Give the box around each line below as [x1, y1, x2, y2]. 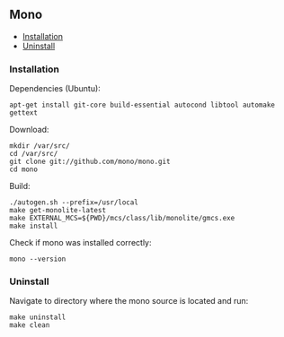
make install [9, 221, 58, 231]
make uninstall [9, 313, 67, 322]
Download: [9, 125, 49, 135]
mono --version [9, 255, 67, 264]
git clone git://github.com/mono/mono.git [9, 157, 171, 167]
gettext [9, 108, 39, 117]
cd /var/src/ [9, 150, 58, 159]
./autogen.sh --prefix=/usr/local [9, 198, 139, 207]
